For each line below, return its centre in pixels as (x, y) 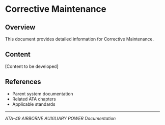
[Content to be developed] (32, 66)
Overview (20, 27)
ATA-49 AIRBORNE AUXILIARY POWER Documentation (61, 118)
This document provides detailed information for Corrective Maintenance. (79, 39)
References (23, 82)
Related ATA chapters (34, 99)
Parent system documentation (43, 94)
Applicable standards (34, 104)
